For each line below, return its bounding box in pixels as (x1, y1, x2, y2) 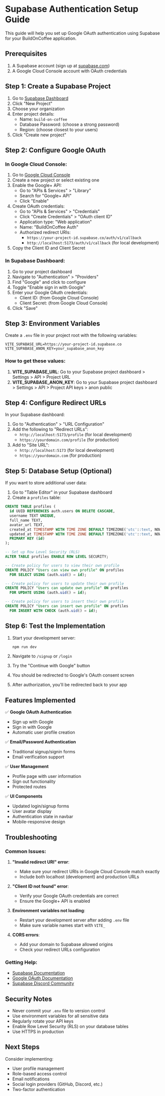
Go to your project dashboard (12, 268, 72, 274)
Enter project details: (12, 111, 55, 117)
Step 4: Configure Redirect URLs (5, 399, 107, 407)
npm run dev (12, 644, 37, 650)
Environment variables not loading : (12, 907, 85, 913)
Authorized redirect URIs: (19, 230, 71, 236)
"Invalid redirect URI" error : (12, 859, 70, 865)
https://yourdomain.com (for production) (19, 452, 102, 458)
